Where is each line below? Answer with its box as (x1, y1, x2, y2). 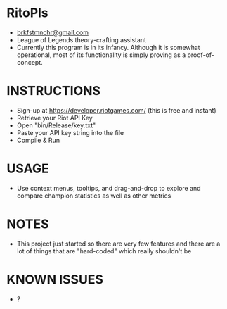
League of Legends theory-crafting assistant (16, 35, 147, 44)
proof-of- (187, 51, 215, 59)
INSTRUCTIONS (6, 83, 101, 99)
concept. (16, 58, 43, 66)
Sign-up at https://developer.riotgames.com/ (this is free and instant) (16, 106, 216, 114)
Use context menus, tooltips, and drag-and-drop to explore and (16, 184, 201, 192)
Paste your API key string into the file (16, 128, 124, 137)
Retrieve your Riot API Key (16, 113, 93, 122)
